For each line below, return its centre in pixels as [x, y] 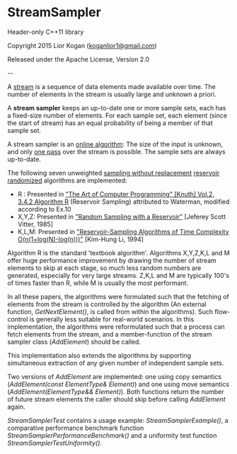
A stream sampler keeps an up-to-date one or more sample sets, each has [117, 107]
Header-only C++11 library [46, 32]
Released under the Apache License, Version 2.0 [79, 59]
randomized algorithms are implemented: [67, 180]
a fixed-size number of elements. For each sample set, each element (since [117, 115]
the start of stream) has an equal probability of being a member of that [110, 123]
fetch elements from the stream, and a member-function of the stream [110, 334]
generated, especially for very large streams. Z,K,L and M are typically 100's [118, 275]
